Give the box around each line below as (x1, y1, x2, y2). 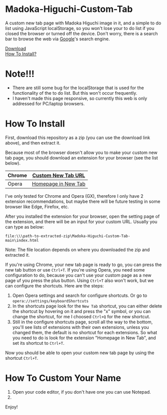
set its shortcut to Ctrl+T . (12, 340, 65, 346)
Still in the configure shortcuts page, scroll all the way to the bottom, (12, 319, 153, 325)
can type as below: (5, 224, 44, 230)
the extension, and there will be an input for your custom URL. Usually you (5, 218, 158, 225)
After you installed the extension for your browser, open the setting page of (5, 213, 160, 219)
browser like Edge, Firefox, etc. (5, 203, 69, 210)
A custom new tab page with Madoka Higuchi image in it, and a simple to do (5, 20, 162, 26)
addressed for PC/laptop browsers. (12, 101, 85, 107)
